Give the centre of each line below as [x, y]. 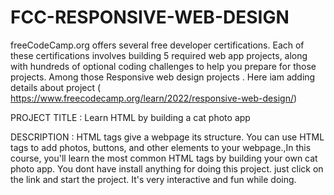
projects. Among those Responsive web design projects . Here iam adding [163, 77]
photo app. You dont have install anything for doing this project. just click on [167, 168]
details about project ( [56, 87]
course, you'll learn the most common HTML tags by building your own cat [164, 158]
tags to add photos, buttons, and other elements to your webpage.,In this [161, 147]
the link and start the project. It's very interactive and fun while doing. [153, 179]
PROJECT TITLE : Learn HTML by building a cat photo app [130, 117]
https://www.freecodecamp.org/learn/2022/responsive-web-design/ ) [154, 98]
